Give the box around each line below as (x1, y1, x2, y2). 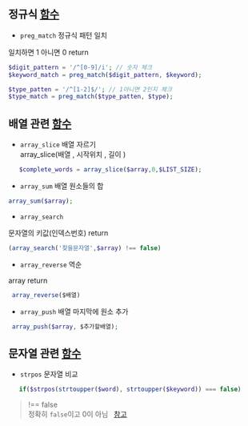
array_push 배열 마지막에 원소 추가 (19, 307, 129, 316)
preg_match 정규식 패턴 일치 (19, 30, 108, 40)
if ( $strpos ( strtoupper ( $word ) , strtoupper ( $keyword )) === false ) (18, 385, 242, 394)
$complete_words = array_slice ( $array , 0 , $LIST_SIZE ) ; (18, 166, 202, 174)
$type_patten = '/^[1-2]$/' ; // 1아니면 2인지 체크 (8, 85, 173, 94)
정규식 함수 (8, 7, 60, 22)
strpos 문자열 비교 (19, 369, 78, 379)
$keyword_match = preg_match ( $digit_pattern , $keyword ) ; (8, 70, 202, 78)
